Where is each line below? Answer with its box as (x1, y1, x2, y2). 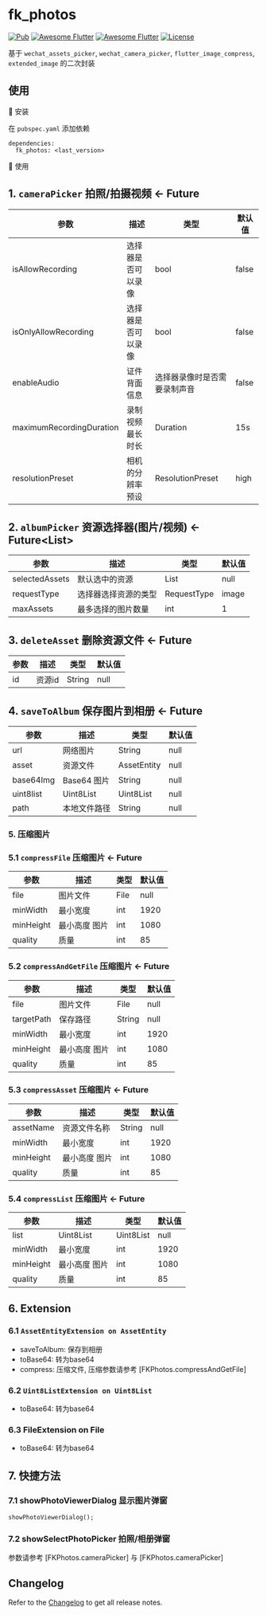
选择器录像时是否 (154, 371, 219, 382)
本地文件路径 (62, 803, 111, 813)
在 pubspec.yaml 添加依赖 (8, 123, 90, 133)
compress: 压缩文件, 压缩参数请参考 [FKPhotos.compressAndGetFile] (19, 1364, 246, 1374)
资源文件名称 (62, 1122, 110, 1133)
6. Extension (8, 1301, 72, 1315)
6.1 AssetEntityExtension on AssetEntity (8, 1325, 167, 1336)
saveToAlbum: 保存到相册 (19, 1344, 103, 1354)
